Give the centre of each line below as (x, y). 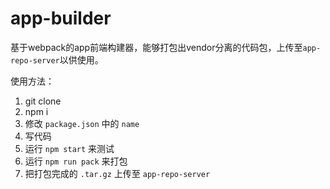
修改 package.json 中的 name (82, 123)
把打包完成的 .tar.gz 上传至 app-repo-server (117, 173)
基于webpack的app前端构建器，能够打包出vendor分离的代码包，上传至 (156, 47)
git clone (43, 101)
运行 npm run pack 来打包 (76, 161)
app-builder (61, 18)
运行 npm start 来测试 (69, 148)
